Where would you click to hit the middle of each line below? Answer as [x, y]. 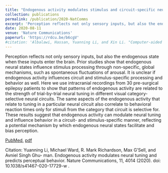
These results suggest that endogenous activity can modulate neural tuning [83, 115]
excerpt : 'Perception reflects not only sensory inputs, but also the [80, 24]
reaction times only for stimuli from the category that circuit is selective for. [82, 109]
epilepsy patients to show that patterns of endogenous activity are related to [84, 88]
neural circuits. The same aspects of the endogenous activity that [92, 99]
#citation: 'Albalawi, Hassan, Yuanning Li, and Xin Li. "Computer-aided [84, 42]
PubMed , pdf [19, 140]
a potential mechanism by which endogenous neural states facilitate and [80, 125]
